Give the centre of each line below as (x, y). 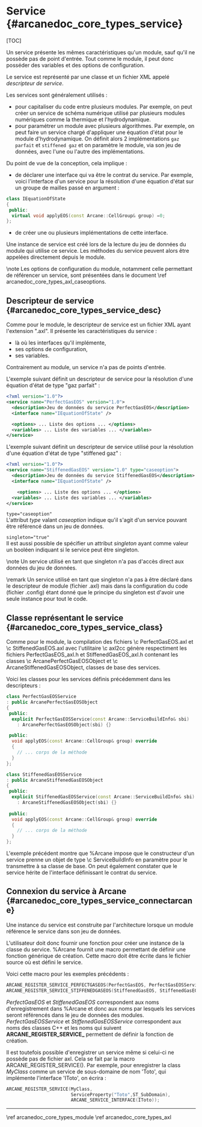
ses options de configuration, (51, 349)
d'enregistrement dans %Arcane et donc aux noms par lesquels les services (101, 1008)
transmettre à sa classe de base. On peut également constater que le (92, 866)
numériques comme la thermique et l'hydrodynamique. (83, 119)
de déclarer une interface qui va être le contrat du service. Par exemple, (104, 175)
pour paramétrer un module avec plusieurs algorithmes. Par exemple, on (105, 125)
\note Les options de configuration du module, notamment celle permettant (99, 269)
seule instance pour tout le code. (47, 599)
